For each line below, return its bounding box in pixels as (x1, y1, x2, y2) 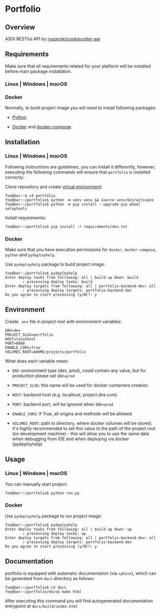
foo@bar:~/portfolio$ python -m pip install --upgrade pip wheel (5, 202, 141, 207)
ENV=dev (5, 328, 21, 333)
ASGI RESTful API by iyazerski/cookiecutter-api (5, 36, 101, 42)
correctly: (5, 174, 25, 180)
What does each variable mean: (5, 358, 69, 364)
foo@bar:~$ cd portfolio (5, 193, 56, 198)
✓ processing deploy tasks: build (22, 279, 93, 285)
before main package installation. (5, 68, 72, 74)
